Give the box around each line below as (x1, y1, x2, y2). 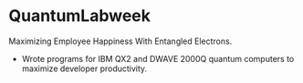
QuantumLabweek (8, 5, 151, 26)
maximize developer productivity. (21, 63, 148, 74)
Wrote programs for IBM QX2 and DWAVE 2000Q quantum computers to (21, 53, 295, 64)
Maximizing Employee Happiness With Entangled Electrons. (8, 36, 233, 47)
